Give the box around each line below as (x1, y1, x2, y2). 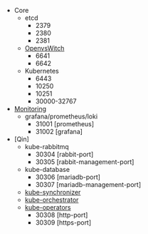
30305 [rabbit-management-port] (35, 158, 134, 166)
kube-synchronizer (24, 188, 81, 196)
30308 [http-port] (35, 210, 88, 219)
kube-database (24, 166, 70, 173)
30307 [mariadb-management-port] (35, 180, 142, 188)
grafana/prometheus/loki (24, 112, 98, 121)
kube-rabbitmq (24, 143, 69, 151)
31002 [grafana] (35, 128, 83, 136)
